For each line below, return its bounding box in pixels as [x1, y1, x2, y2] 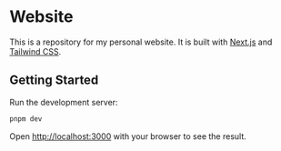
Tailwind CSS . [9, 45, 62, 56]
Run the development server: [9, 96, 118, 107]
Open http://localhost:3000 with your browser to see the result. [9, 130, 247, 142]
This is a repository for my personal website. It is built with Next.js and [9, 36, 273, 47]
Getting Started [9, 73, 99, 88]
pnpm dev [9, 114, 43, 124]
